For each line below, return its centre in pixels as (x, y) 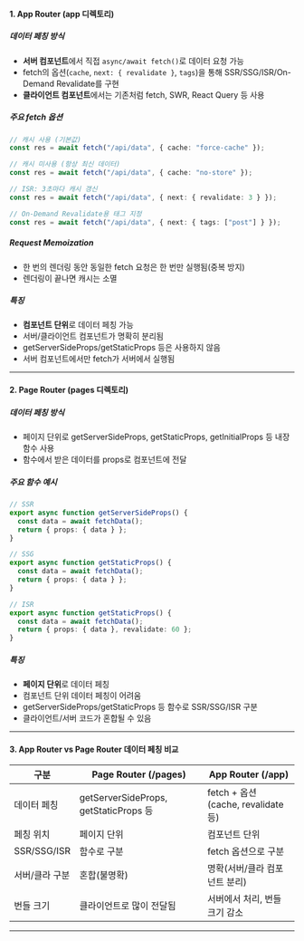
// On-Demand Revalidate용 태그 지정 (76, 214)
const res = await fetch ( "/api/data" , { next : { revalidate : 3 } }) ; (143, 197)
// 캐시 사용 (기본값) (45, 139)
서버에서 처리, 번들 (245, 899)
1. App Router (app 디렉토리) (62, 14)
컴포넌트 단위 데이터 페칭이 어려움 (82, 696)
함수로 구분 (101, 851)
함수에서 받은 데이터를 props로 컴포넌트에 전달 (104, 460)
